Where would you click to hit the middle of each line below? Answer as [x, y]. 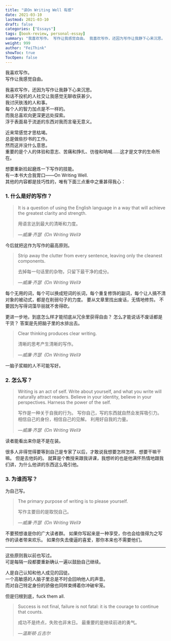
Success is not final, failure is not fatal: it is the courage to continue [88, 607]
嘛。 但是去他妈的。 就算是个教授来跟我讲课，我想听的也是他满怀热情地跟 [82, 458]
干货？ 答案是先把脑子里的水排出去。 [44, 323]
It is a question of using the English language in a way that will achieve [91, 208]
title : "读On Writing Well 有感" [39, 10]
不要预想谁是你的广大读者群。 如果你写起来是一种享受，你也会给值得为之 [82, 533]
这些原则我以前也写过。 [30, 556]
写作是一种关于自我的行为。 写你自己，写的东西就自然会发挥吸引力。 [90, 413]
